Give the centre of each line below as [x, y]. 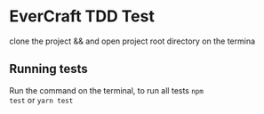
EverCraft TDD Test [82, 16]
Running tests [49, 69]
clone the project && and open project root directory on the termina [132, 41]
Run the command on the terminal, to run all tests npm [107, 90]
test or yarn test [41, 100]
